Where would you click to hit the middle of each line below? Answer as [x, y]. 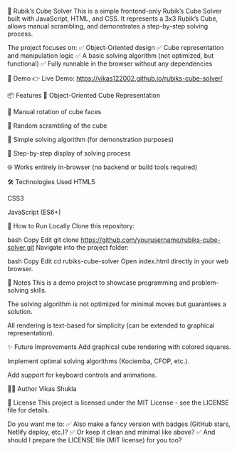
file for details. [28, 410]
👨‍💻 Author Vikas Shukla [42, 389]
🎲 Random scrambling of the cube [57, 126]
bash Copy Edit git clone [43, 240]
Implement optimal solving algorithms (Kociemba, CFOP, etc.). [99, 361]
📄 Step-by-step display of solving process [69, 153]
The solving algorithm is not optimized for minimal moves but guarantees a [117, 304]
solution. [20, 311]
